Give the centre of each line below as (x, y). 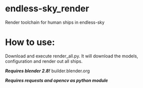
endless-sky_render (47, 9)
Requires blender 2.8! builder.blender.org (48, 71)
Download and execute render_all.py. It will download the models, (72, 56)
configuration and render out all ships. (44, 61)
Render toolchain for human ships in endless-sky (55, 22)
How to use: (30, 42)
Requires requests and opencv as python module (57, 80)
